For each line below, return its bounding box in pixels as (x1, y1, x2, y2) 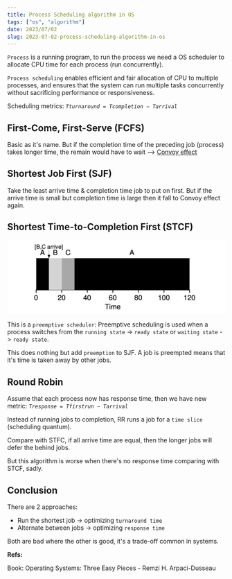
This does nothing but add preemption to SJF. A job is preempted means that (7, 349, 226, 357)
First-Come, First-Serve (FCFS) (7, 122, 145, 134)
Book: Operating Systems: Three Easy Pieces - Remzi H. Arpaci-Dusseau (7, 564, 216, 572)
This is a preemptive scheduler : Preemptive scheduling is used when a (7, 320, 208, 329)
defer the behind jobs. (7, 444, 71, 452)
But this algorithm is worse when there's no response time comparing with (7, 457, 220, 465)
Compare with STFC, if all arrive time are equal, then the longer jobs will (7, 436, 213, 444)
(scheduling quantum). (7, 423, 72, 431)
